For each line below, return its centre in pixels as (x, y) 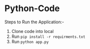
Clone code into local (32, 31)
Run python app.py (30, 41)
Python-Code (32, 8)
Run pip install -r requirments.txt (48, 36)
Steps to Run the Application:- (34, 22)
